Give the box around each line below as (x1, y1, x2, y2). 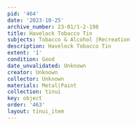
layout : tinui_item (7, 108, 65, 115)
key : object (7, 95, 42, 102)
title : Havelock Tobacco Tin (7, 29, 93, 37)
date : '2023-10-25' (7, 17, 65, 24)
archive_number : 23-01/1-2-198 (7, 23, 99, 30)
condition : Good (7, 56, 55, 63)
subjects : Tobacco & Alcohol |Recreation (7, 36, 131, 43)
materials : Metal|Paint (7, 82, 77, 89)
